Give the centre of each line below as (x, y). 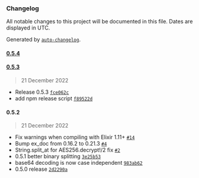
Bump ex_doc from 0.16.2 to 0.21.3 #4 (61, 144)
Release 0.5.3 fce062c (42, 92)
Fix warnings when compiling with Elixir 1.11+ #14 (75, 137)
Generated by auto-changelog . (44, 40)
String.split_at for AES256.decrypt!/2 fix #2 (67, 150)
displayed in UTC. (28, 28)
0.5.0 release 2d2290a (41, 169)
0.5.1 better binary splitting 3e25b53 (58, 156)
